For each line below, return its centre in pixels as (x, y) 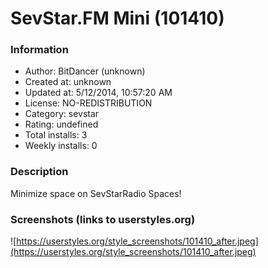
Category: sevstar (62, 114)
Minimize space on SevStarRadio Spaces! (96, 193)
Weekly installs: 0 (61, 146)
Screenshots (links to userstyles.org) (103, 219)
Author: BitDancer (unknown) (85, 71)
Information (39, 50)
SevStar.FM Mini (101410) (117, 18)
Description (39, 172)
